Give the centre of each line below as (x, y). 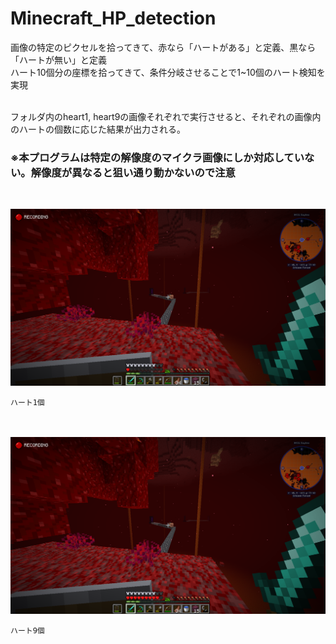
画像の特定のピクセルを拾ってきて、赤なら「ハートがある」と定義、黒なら (163, 47)
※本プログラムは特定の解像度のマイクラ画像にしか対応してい (157, 157)
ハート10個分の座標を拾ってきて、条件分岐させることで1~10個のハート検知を (168, 72)
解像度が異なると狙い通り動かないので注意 (133, 172)
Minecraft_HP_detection (113, 18)
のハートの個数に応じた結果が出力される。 (98, 129)
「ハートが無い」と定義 (58, 59)
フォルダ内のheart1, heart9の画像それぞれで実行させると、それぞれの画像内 (166, 116)
